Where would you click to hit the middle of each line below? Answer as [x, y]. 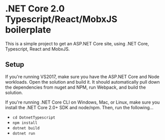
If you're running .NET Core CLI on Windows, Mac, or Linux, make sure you [82, 102]
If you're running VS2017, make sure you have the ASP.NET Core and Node [82, 76]
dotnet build [26, 128]
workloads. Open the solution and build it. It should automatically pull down [82, 82]
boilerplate [28, 30]
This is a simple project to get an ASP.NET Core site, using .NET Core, [77, 43]
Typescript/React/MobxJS [61, 19]
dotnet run [24, 133]
